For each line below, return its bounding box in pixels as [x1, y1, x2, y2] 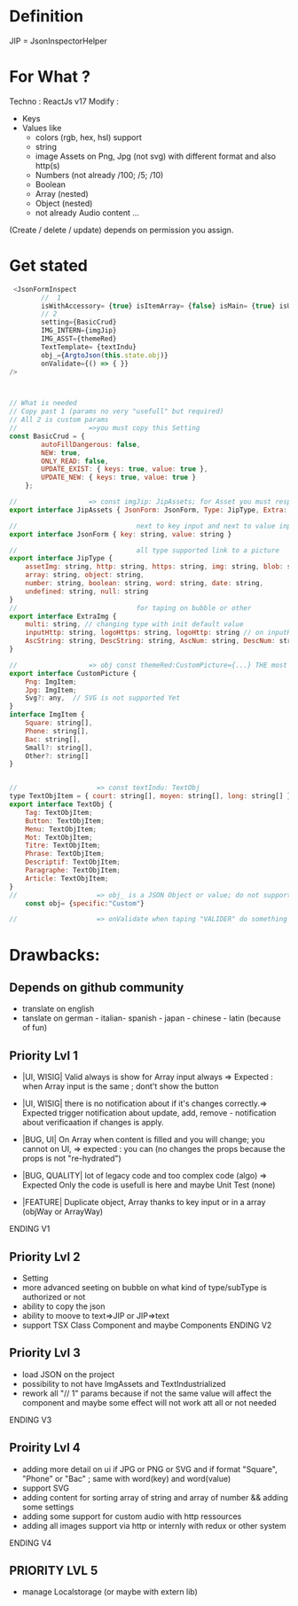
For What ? [9, 67, 91, 87]
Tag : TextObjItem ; [25, 808, 93, 817]
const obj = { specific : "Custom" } [25, 898, 145, 908]
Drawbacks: [9, 944, 100, 965]
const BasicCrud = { [9, 432, 86, 441]
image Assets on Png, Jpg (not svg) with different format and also [35, 151, 277, 161]
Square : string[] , [25, 718, 93, 728]
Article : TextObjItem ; [25, 874, 109, 883]
